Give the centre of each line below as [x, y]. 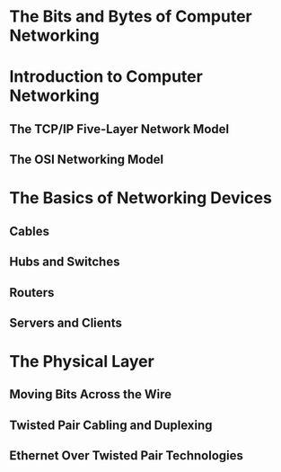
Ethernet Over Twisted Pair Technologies [127, 456]
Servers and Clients [66, 322]
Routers [32, 293]
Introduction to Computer [106, 77]
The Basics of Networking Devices [140, 198]
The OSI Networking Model [87, 160]
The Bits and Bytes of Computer [131, 17]
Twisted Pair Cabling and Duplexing [111, 425]
